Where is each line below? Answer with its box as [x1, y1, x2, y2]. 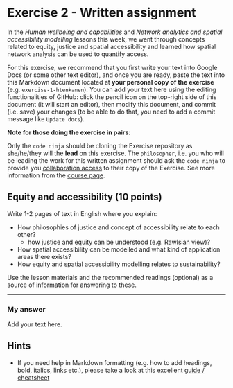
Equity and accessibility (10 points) [7, 191, 162, 203]
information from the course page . [7, 171, 105, 179]
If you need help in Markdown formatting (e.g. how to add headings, [17, 358, 212, 367]
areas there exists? [17, 252, 71, 261]
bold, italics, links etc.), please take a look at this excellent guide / [17, 366, 205, 374]
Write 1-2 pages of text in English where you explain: [7, 209, 157, 218]
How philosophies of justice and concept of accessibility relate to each [17, 223, 220, 231]
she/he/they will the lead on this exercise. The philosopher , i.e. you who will [7, 149, 224, 157]
